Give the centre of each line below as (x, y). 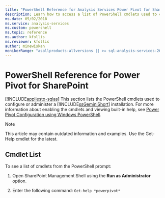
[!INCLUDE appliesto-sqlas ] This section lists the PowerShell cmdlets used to (82, 99)
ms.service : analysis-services (37, 23)
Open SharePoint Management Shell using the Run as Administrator (81, 176)
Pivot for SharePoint (47, 85)
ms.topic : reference (26, 32)
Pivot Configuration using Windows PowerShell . (53, 115)
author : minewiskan (25, 46)
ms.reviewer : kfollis (27, 42)
